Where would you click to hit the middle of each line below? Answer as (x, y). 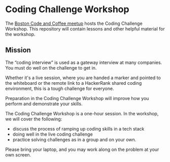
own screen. (18, 155)
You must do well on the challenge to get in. (51, 68)
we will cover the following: (34, 119)
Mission (18, 50)
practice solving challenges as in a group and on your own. (74, 139)
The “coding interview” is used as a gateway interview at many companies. (84, 62)
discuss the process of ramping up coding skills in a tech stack (78, 128)
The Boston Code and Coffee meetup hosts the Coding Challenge (74, 23)
